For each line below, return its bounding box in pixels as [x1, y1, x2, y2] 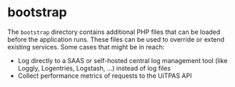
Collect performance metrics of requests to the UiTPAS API [17, 71, 192, 80]
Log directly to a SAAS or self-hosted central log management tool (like [17, 56, 228, 64]
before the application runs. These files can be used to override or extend [7, 35, 225, 43]
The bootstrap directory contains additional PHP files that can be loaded [7, 28, 221, 36]
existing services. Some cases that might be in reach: [7, 42, 165, 51]
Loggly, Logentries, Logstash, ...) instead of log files [17, 64, 171, 72]
